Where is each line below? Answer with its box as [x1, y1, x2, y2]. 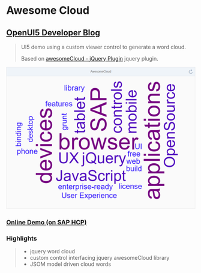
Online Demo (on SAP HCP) [6, 218, 87, 226]
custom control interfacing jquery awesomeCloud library [29, 254, 170, 262]
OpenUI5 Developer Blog [6, 28, 100, 38]
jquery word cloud [29, 248, 76, 255]
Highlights [6, 234, 37, 242]
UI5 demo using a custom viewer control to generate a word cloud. [20, 43, 186, 50]
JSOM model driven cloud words [29, 260, 112, 268]
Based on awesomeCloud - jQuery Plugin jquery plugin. [20, 55, 158, 62]
